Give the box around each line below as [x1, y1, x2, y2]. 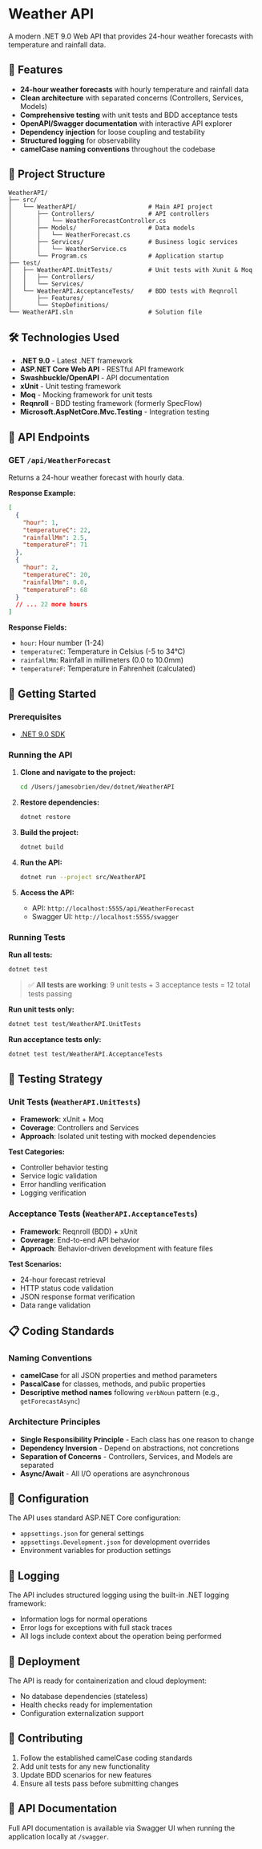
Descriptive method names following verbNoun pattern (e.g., [19, 1388, 220, 1397]
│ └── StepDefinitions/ [8, 301, 110, 309]
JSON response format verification [19, 1291, 135, 1301]
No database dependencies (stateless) [19, 1692, 148, 1701]
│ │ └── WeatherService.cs [8, 245, 127, 253]
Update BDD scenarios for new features [19, 1770, 152, 1779]
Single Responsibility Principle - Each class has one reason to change [19, 1434, 255, 1444]
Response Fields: [8, 622, 67, 632]
